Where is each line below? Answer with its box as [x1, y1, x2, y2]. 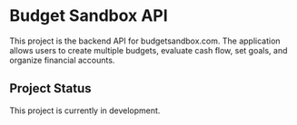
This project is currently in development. [9, 105, 161, 116]
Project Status [9, 81, 93, 96]
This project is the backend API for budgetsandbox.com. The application [9, 35, 281, 46]
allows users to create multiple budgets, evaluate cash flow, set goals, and [9, 44, 288, 55]
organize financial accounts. [9, 54, 115, 65]
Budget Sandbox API [9, 5, 168, 26]
